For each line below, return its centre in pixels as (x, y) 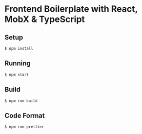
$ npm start (17, 75)
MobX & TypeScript (45, 19)
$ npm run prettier (24, 127)
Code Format (25, 116)
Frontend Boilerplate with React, (71, 9)
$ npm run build (21, 101)
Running (18, 64)
